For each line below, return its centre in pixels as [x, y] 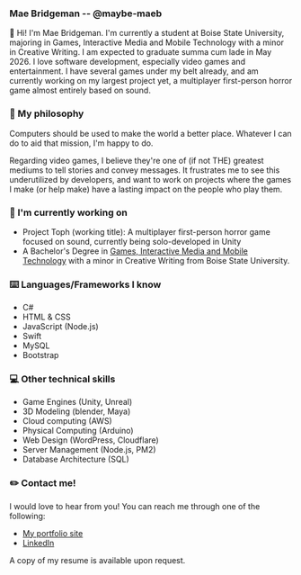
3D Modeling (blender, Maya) [76, 411]
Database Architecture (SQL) [76, 459]
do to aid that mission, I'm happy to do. [81, 143]
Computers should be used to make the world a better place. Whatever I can [150, 133]
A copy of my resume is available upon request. [97, 560]
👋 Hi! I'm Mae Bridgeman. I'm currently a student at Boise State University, [147, 33]
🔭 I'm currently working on [68, 212]
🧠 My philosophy [47, 113]
